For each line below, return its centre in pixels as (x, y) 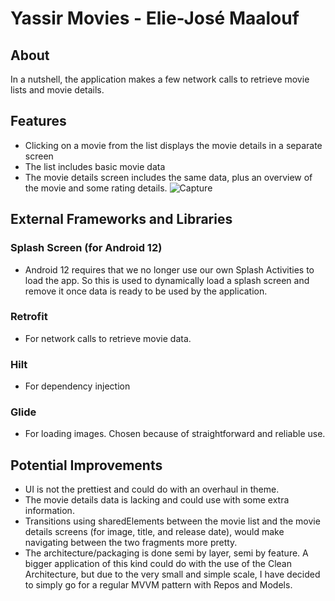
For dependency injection (77, 386)
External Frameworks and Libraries (121, 219)
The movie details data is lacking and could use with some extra (157, 500)
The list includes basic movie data (95, 166)
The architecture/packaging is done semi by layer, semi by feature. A (166, 553)
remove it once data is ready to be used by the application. (146, 291)
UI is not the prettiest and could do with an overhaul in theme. (152, 489)
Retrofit (29, 317)
